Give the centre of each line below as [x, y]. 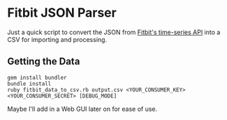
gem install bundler [37, 77]
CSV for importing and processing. [57, 39]
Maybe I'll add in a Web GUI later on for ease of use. [82, 109]
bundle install [29, 84]
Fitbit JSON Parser [62, 13]
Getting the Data [44, 62]
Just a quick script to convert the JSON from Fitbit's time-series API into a [114, 32]
